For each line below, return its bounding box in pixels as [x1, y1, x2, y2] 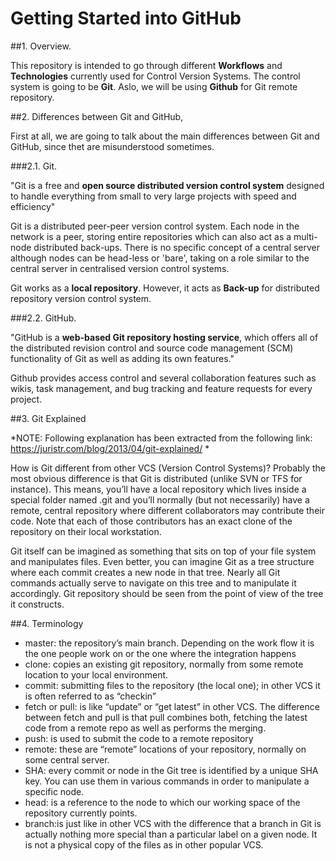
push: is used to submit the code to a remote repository [24, 732, 254, 744]
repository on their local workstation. [10, 525, 162, 537]
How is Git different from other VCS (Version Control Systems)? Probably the [10, 462, 326, 474]
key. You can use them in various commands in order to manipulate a [24, 775, 310, 787]
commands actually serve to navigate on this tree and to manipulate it [10, 577, 297, 589]
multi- [293, 230, 318, 242]
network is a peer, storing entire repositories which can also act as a [10, 230, 292, 242]
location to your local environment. [24, 668, 169, 681]
